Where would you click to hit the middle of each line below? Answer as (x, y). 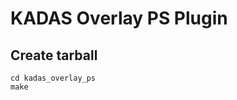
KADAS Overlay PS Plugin (119, 18)
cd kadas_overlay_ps (53, 78)
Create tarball (54, 55)
